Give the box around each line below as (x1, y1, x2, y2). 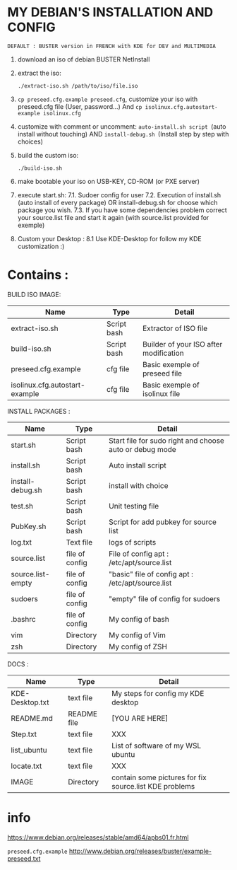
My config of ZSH (109, 642, 168, 651)
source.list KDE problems (111, 781, 195, 791)
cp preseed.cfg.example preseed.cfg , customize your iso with (17, 95, 198, 103)
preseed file (142, 369, 182, 378)
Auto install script (109, 460, 167, 470)
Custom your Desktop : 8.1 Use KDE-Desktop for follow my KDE (17, 234, 202, 243)
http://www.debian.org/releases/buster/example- (68, 847, 212, 855)
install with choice (109, 480, 169, 490)
